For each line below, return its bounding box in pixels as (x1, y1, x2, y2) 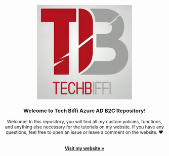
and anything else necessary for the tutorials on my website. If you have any (5, 124, 164, 130)
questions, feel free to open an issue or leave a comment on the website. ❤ (6, 129, 163, 135)
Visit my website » (64, 145, 105, 151)
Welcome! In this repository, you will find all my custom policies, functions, (7, 119, 162, 125)
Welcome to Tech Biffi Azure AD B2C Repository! (23, 107, 146, 114)
